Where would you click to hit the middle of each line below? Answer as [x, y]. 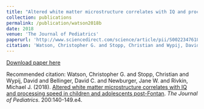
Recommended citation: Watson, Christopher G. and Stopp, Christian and [98, 74]
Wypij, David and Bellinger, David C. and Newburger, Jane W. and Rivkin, [97, 80]
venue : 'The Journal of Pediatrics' [53, 34]
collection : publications [39, 17]
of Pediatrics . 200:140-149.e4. [44, 99]
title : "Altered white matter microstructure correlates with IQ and [96, 12]
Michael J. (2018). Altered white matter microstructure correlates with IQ [97, 87]
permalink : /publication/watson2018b [54, 23]
